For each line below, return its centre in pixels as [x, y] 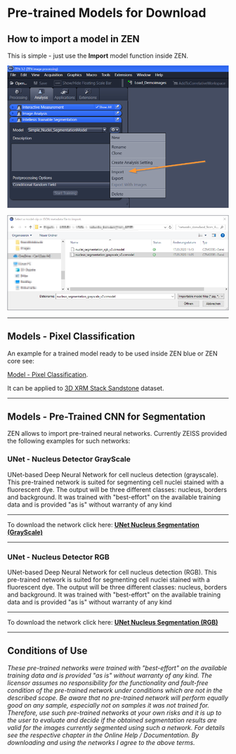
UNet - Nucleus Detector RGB [59, 557]
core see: [21, 360]
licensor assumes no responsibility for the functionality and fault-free [108, 682]
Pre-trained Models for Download [107, 13]
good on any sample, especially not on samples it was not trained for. [108, 705]
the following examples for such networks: [69, 441]
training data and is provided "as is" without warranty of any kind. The [110, 675]
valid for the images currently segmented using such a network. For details [116, 727]
